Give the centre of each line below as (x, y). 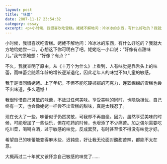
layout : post (19, 10)
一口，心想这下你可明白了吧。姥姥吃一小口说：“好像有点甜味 (89, 49)
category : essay (22, 24)
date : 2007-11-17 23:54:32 (33, 19)
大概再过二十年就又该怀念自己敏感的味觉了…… (53, 157)
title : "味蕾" (19, 14)
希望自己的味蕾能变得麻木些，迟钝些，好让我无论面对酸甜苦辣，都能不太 (79, 140)
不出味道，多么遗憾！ (27, 89)
